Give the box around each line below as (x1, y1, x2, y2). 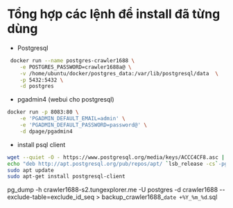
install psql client (17, 140, 66, 149)
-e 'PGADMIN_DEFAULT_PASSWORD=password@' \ (19, 122, 148, 129)
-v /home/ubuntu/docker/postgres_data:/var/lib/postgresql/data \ (19, 70, 218, 77)
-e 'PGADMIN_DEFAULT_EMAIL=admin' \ (19, 115, 126, 122)
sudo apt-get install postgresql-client (7, 173, 126, 180)
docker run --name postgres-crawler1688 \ (10, 57, 135, 64)
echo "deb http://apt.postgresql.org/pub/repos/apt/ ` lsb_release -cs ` (7, 160, 218, 167)
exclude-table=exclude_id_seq (7, 193, 95, 201)
